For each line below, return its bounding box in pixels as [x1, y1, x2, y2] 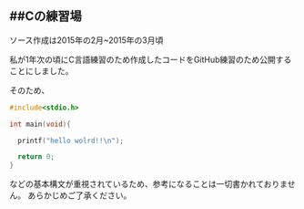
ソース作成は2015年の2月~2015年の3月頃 [9, 35, 164, 46]
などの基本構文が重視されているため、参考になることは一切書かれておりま [9, 179, 289, 190]
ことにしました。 [9, 65, 74, 76]
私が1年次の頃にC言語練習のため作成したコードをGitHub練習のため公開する [9, 54, 292, 65]
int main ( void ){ [9, 120, 71, 129]
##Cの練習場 [9, 8, 82, 25]
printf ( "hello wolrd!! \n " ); [17, 136, 125, 145]
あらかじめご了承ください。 [26, 190, 132, 201]
